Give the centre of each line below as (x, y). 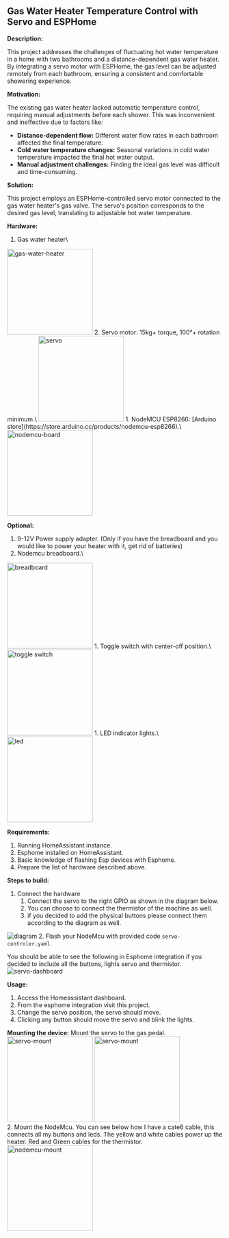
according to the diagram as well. (74, 923)
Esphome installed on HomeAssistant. (70, 852)
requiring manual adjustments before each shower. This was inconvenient (111, 114)
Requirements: (28, 832)
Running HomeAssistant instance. (65, 845)
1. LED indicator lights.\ (126, 733)
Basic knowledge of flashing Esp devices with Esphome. (96, 860)
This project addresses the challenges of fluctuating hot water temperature (113, 51)
